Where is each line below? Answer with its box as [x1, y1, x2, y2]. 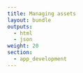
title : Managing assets [7, 10, 77, 17]
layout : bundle [7, 17, 52, 24]
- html [13, 29, 33, 37]
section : [7, 49, 33, 56]
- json [13, 36, 33, 43]
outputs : [7, 23, 33, 30]
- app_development [13, 56, 68, 63]
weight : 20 [7, 42, 39, 49]
